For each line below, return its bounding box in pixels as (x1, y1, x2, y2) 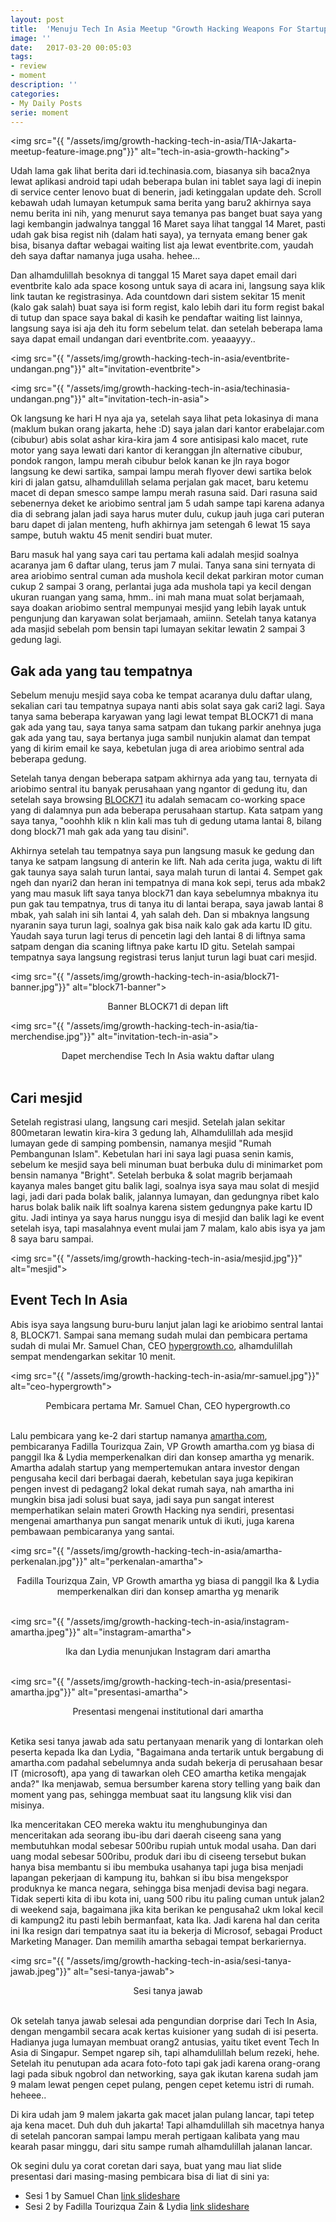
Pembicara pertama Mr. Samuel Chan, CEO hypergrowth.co (45, 1399, 291, 1411)
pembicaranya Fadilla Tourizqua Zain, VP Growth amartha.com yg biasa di (10, 1440, 315, 1452)
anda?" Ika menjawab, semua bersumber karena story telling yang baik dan (10, 1777, 321, 1790)
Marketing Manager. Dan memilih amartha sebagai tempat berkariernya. (10, 1935, 307, 1947)
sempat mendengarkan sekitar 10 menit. (10, 1350, 176, 1362)
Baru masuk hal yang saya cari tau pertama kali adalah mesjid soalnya (10, 549, 299, 561)
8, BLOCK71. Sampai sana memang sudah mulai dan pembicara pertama (10, 1329, 308, 1341)
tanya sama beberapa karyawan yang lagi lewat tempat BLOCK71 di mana (10, 711, 314, 723)
